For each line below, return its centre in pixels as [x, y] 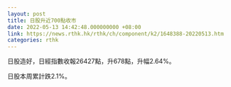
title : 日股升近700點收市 [42, 21]
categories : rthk [33, 40]
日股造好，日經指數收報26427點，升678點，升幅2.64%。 [91, 62]
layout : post [27, 14]
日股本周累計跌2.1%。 [39, 76]
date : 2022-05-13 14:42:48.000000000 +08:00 [74, 27]
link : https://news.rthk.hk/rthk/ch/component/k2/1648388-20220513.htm [116, 34]
